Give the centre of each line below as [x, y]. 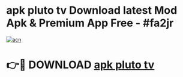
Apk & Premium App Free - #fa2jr [90, 23]
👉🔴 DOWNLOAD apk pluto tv [80, 65]
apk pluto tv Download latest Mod [92, 10]
